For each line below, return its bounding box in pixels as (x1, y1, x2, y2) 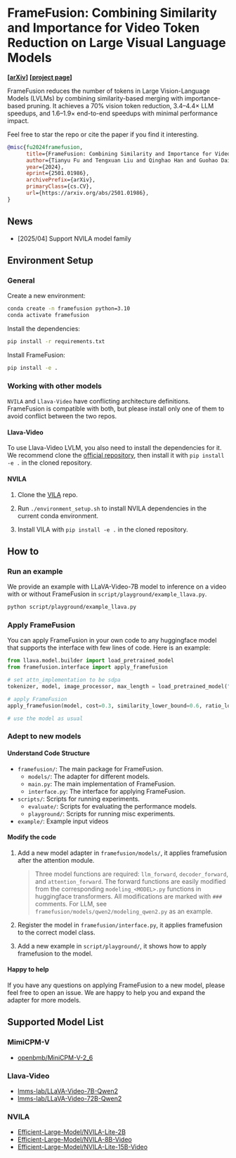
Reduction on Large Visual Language (7, 35, 226, 51)
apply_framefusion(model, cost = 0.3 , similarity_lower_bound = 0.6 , (7, 702, 202, 709)
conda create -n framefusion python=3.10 (7, 305, 131, 312)
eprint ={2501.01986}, (25, 170, 90, 177)
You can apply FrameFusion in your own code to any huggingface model (7, 636, 217, 645)
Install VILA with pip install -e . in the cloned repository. (17, 525, 188, 534)
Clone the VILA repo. (17, 490, 79, 498)
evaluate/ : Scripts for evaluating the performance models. (27, 802, 197, 810)
